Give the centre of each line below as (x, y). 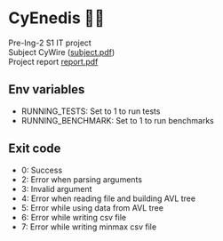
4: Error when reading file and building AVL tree (108, 198)
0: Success (42, 170)
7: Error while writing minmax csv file (89, 227)
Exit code (35, 149)
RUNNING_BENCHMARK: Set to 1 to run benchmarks (117, 120)
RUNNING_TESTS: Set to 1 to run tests (91, 111)
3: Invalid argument (56, 189)
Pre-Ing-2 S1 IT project (50, 43)
